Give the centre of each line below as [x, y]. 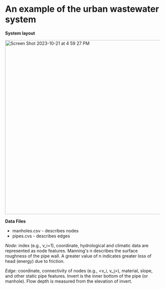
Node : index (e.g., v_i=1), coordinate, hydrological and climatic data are [77, 245]
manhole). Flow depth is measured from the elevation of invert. [69, 281]
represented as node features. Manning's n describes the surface [71, 251]
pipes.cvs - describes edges [41, 236]
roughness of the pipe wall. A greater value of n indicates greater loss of [78, 256]
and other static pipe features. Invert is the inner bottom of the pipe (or [77, 276]
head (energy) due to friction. [35, 261]
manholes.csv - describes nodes [45, 230]
